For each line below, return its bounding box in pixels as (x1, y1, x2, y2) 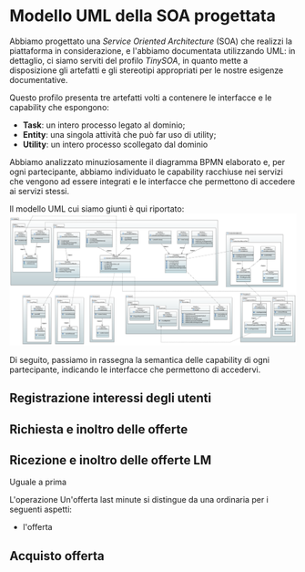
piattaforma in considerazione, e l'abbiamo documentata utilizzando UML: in (9, 45, 296, 56)
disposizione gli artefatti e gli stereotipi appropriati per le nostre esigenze (9, 65, 284, 76)
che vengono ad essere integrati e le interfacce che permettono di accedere (9, 175, 296, 187)
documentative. (9, 74, 68, 85)
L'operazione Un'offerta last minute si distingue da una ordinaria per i (9, 494, 269, 505)
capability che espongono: (9, 101, 109, 112)
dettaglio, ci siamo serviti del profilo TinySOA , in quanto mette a (9, 55, 249, 66)
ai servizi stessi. (9, 185, 70, 196)
